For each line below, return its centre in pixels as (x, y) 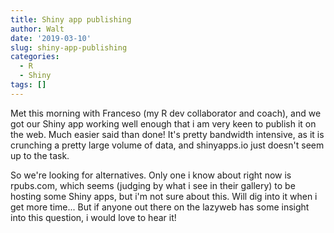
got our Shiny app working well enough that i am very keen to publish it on (163, 123)
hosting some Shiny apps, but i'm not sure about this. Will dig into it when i (164, 196)
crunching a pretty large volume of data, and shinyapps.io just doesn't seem (167, 145)
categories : (35, 57)
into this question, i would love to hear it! (93, 217)
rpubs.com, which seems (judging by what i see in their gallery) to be (153, 185)
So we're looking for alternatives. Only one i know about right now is (151, 175)
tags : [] (28, 85)
